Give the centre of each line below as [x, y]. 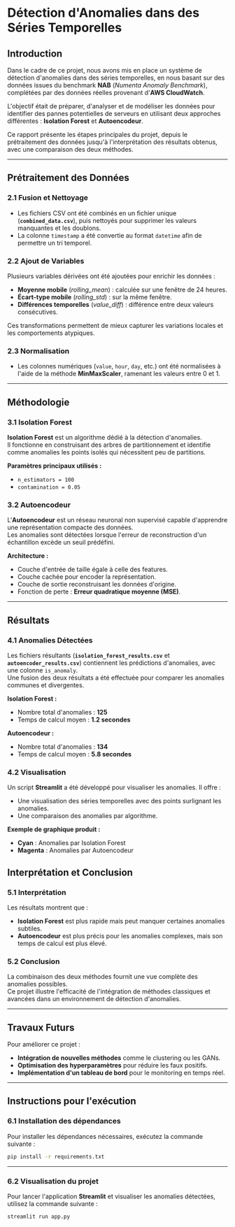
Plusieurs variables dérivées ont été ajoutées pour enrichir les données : [111, 276]
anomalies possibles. [37, 984]
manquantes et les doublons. [59, 228]
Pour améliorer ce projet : [44, 1045]
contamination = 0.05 [49, 487]
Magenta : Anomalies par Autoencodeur [76, 850]
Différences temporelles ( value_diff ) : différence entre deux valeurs [115, 304]
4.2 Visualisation [37, 772]
